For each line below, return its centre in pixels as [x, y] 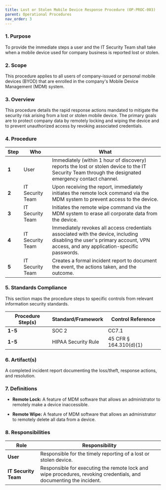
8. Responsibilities [28, 432]
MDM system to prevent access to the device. [105, 199]
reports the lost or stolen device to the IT [99, 166]
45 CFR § [119, 339]
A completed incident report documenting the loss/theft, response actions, [81, 370]
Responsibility [100, 445]
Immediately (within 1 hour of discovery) [99, 160]
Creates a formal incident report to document [104, 260]
